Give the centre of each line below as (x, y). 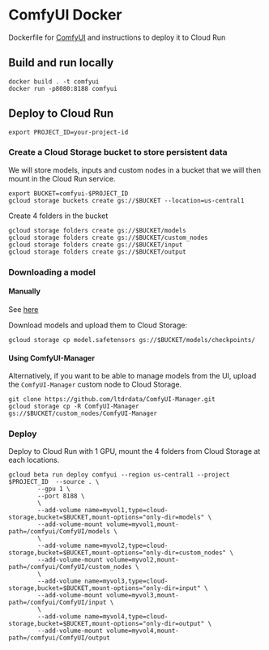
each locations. (34, 460)
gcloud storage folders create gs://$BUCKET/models (97, 230)
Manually (24, 291)
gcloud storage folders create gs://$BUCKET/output (97, 252)
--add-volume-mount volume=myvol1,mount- (109, 524)
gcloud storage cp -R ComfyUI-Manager (74, 407)
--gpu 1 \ (54, 489)
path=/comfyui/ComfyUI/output (60, 638)
